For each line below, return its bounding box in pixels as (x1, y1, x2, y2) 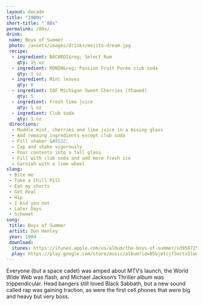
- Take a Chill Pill (8, 178, 61, 184)
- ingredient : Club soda (11, 110, 74, 116)
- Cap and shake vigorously (11, 143, 83, 150)
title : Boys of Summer (8, 223, 66, 229)
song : (6, 217, 20, 223)
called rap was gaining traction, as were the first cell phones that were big (6, 287, 190, 294)
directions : (8, 122, 39, 128)
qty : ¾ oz (17, 104, 42, 111)
